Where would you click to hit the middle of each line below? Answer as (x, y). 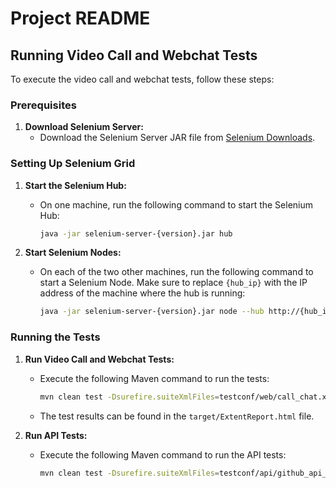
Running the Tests (55, 337)
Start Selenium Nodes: (73, 253)
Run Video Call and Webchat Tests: (99, 359)
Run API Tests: (56, 435)
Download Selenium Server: (84, 127)
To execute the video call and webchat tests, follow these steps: (142, 79)
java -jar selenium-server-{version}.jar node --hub (152, 312)
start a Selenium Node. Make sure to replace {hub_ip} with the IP (173, 283)
